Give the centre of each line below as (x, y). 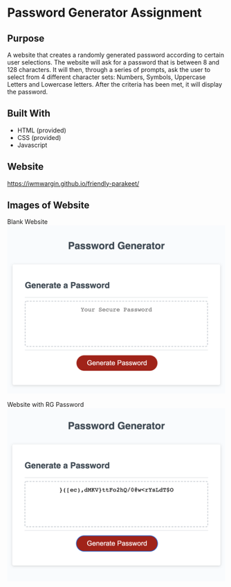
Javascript (32, 145)
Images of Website (48, 205)
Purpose (26, 38)
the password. (28, 92)
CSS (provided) (39, 137)
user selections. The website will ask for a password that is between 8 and (113, 62)
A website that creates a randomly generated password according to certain (116, 55)
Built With (29, 113)
